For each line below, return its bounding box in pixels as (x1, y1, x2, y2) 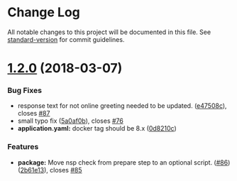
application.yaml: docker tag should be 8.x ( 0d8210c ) (17, 124, 177, 133)
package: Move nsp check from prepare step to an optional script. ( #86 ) (17, 158, 231, 167)
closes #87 (17, 109, 50, 118)
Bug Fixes (7, 86, 43, 96)
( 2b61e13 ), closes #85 (17, 165, 83, 174)
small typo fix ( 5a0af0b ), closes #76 (17, 116, 124, 125)
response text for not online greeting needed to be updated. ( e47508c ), (17, 102, 227, 110)
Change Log (7, 4, 80, 21)
